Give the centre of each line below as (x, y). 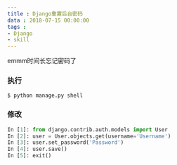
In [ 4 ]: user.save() (38, 149)
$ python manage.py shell (45, 95)
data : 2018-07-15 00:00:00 (48, 20)
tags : (17, 27)
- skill (19, 40)
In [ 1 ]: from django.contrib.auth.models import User (88, 130)
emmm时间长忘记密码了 (42, 61)
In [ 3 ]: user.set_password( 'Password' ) (66, 143)
